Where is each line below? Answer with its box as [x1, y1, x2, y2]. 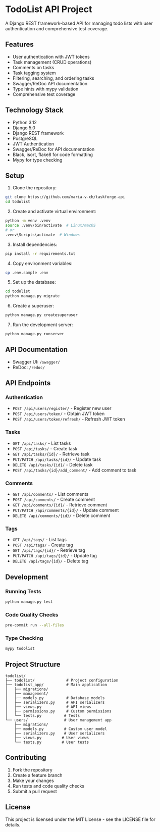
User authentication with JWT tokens [12, 54, 90, 60]
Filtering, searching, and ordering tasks [12, 75, 94, 81]
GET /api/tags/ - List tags [12, 537, 67, 543]
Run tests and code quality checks [12, 783, 85, 789]
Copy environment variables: [12, 260, 73, 266]
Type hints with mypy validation [12, 86, 79, 92]
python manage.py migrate [5, 294, 60, 299]
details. [5, 821, 21, 827]
